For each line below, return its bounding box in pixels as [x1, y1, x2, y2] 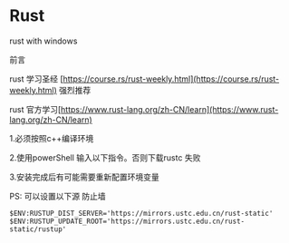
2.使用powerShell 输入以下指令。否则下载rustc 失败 [9, 151, 201, 163]
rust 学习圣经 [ [9, 73, 63, 84]
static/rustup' [9, 224, 67, 234]
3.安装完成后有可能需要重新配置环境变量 [9, 171, 160, 182]
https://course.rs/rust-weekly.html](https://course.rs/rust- [63, 73, 280, 84]
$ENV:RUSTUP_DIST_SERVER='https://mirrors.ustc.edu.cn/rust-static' [9, 209, 274, 218]
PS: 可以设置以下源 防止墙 [9, 190, 106, 201]
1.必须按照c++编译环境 [9, 132, 94, 143]
